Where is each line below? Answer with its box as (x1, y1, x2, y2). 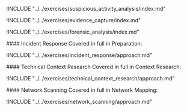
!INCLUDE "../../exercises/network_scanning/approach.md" (6, 98, 152, 105)
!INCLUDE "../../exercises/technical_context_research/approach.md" (6, 75, 175, 82)
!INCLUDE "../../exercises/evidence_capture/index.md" (6, 17, 141, 23)
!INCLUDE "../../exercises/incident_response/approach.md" (6, 52, 153, 59)
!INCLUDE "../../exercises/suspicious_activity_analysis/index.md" (6, 5, 166, 12)
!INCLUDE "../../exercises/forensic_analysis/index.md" (6, 28, 139, 35)
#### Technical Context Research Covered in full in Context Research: (6, 63, 182, 70)
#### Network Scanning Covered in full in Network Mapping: (6, 86, 158, 94)
